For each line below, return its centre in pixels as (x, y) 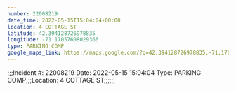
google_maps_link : (34, 53)
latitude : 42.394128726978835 (52, 33)
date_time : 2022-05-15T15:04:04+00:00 (64, 20)
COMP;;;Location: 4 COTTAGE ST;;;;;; (61, 80)
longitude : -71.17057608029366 (53, 40)
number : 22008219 (33, 14)
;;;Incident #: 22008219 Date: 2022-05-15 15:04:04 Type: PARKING (104, 72)
